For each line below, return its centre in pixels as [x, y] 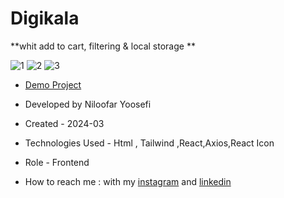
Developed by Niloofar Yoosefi [88, 104]
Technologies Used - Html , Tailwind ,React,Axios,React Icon [149, 143]
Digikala [45, 18]
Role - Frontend [57, 162]
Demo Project [53, 84]
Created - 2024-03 [64, 123]
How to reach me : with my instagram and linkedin [128, 181]
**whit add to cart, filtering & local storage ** [103, 46]
